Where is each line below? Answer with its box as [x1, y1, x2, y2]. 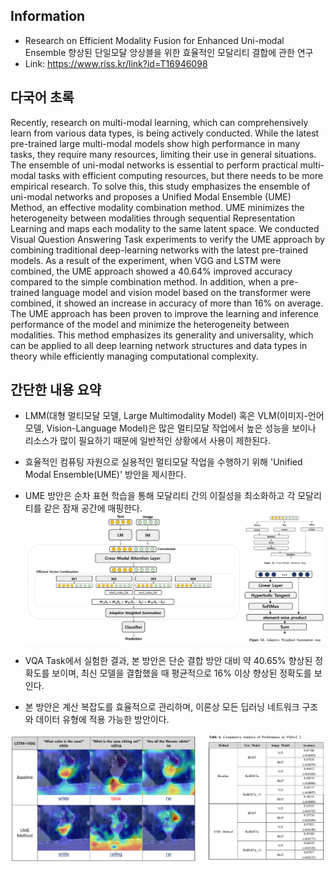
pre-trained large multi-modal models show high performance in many [10, 137, 301, 149]
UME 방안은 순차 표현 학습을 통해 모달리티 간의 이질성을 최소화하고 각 [24, 490, 296, 502]
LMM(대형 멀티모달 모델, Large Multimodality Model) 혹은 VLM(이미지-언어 [24, 410, 325, 422]
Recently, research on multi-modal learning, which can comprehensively [10, 116, 309, 128]
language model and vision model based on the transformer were [41, 286, 312, 298]
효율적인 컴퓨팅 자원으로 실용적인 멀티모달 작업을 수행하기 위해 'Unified [24, 456, 303, 468]
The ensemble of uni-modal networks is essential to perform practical [10, 159, 298, 171]
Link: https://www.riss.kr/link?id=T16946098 [24, 57, 208, 69]
